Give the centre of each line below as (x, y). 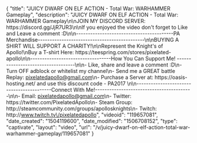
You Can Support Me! (150, 59)
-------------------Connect (39, 90)
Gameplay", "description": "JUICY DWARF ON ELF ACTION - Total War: (92, 15)
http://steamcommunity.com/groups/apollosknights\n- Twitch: (82, 109)
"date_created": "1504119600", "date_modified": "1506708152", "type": (92, 121)
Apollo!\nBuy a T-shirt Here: (40, 52)
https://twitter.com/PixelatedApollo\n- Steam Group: (69, 102)
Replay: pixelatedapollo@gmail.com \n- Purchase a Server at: (80, 77)
